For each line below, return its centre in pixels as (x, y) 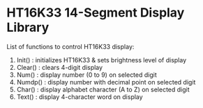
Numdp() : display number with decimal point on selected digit (106, 82)
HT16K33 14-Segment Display (96, 13)
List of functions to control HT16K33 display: (70, 46)
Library (28, 27)
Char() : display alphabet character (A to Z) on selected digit (103, 89)
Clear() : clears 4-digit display (59, 67)
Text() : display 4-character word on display (80, 97)
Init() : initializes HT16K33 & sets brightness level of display (101, 60)
